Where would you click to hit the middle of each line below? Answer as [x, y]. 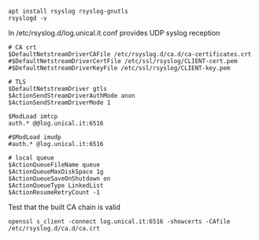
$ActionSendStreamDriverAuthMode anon [72, 96]
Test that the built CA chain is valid [64, 207]
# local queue [31, 158]
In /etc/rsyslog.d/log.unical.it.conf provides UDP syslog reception [114, 33]
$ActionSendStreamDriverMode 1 [59, 103]
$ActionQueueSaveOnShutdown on [59, 178]
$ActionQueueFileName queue [54, 165]
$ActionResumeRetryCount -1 [54, 193]
